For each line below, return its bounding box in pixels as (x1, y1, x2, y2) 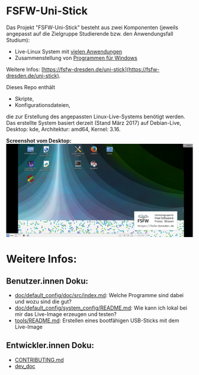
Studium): (6, 36, 30, 43)
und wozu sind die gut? (14, 298, 72, 305)
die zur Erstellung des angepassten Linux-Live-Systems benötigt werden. (6, 113, 185, 120)
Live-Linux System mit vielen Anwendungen (14, 48, 123, 55)
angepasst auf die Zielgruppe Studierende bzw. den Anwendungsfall (6, 30, 174, 37)
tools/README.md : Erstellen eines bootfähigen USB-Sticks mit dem (14, 317, 179, 324)
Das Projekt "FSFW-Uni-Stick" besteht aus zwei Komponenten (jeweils (6, 24, 179, 31)
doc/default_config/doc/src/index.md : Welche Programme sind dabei (14, 291, 184, 298)
